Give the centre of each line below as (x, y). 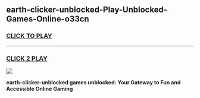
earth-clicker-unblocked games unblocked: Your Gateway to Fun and (93, 82)
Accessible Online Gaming (40, 88)
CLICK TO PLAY (29, 36)
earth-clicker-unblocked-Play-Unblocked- (87, 10)
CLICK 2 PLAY (27, 58)
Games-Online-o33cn (48, 19)
